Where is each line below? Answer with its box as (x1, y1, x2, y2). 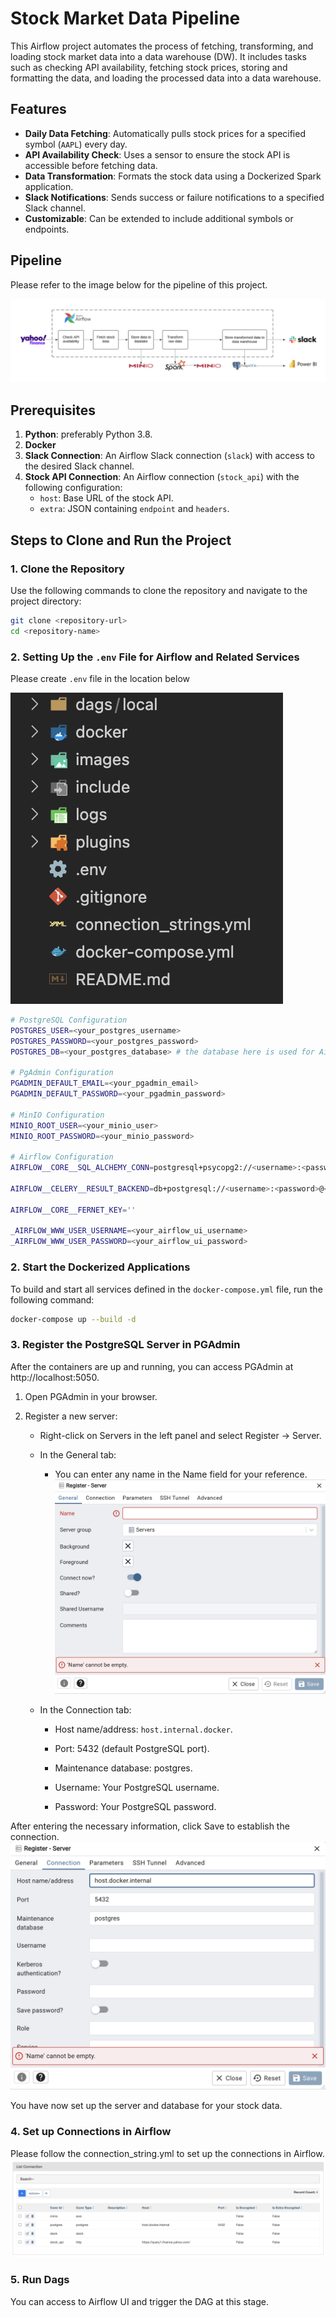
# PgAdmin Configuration (10, 1068, 114, 1078)
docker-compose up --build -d (10, 1314, 137, 1324)
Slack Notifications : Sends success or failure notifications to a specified (24, 191, 325, 203)
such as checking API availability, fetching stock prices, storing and (10, 61, 288, 73)
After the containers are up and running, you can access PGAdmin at (10, 1360, 294, 1372)
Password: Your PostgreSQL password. (54, 1800, 217, 1812)
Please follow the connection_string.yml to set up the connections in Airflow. (10, 2147, 325, 2159)
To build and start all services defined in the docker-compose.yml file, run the (10, 1283, 323, 1295)
